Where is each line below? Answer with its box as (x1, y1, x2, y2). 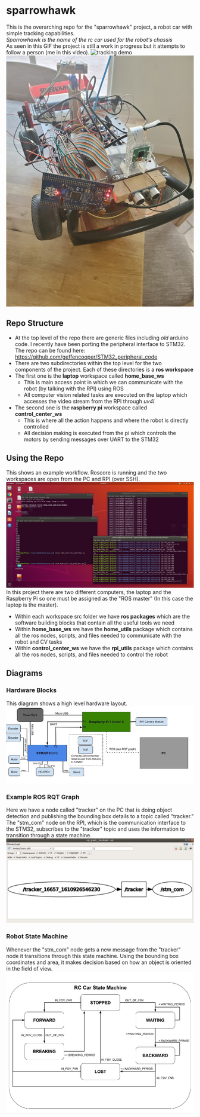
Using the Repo (6, 453, 64, 463)
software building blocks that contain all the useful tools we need (14, 619, 174, 626)
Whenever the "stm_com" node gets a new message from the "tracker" (6, 945, 181, 953)
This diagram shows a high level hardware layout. (6, 700, 128, 707)
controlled (23, 423, 49, 430)
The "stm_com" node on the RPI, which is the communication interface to (6, 819, 186, 826)
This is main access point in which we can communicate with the (23, 378, 183, 385)
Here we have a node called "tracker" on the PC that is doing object (6, 806, 173, 813)
